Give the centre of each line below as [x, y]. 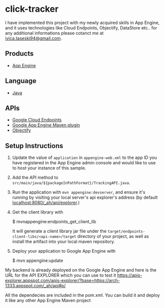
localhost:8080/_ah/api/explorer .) [46, 203]
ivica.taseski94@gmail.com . [34, 38]
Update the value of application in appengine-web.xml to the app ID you [84, 157]
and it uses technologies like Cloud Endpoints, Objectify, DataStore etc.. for [81, 27]
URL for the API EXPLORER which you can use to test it [61, 275]
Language [21, 81]
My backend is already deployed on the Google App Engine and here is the [81, 270]
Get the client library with [38, 212]
